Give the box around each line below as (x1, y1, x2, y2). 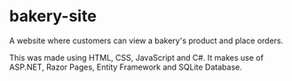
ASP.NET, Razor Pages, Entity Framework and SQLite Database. (9, 62, 242, 72)
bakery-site (9, 6, 98, 26)
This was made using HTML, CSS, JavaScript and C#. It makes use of (9, 52, 264, 63)
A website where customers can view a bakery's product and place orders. (9, 35, 284, 46)
